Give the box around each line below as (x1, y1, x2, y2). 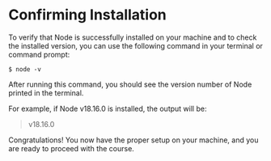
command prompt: (8, 49, 70, 59)
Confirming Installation (8, 6, 167, 24)
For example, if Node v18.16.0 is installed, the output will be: (8, 104, 207, 113)
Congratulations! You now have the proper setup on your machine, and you (8, 135, 259, 145)
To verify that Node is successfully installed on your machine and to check (8, 32, 257, 42)
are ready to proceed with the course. (8, 143, 135, 153)
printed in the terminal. (8, 87, 84, 98)
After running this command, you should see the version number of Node (8, 79, 252, 89)
